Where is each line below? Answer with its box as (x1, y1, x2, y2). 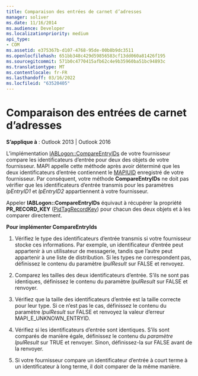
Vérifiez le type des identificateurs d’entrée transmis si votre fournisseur (14, 235, 191, 242)
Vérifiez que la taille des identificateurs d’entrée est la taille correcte (14, 295, 181, 303)
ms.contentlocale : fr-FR (6, 69, 68, 75)
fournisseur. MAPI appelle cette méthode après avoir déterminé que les (6, 162, 180, 169)
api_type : (6, 36, 31, 42)
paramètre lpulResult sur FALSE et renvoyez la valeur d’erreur (14, 308, 165, 315)
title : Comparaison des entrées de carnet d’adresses (6, 8, 142, 15)
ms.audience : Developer (6, 25, 65, 31)
